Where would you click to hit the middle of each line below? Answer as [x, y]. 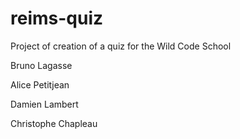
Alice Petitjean [40, 84]
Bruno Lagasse [41, 65]
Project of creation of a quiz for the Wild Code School [121, 46]
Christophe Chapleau [54, 123]
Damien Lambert [44, 104]
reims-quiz [57, 18]
